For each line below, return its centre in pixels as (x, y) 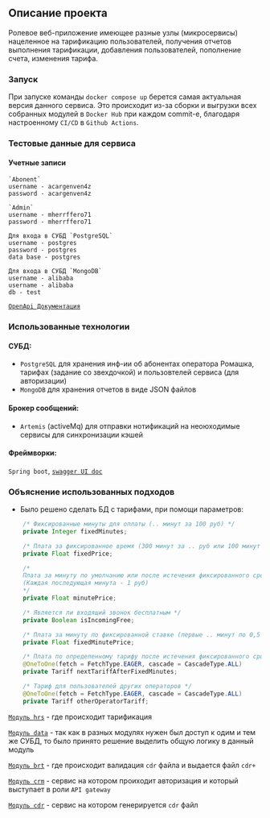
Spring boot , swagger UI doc (55, 471)
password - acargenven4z (50, 194)
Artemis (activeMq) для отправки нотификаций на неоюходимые (130, 426)
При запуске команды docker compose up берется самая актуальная (125, 97)
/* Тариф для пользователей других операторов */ (108, 687)
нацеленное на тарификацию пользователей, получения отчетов (120, 41)
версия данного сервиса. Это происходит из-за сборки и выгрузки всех (133, 106)
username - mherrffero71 (50, 215)
